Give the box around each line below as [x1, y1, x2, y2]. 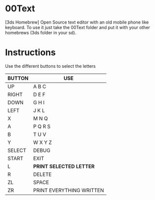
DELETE [33, 171, 52, 177]
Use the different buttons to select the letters [5, 63, 96, 69]
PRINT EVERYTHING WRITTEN [33, 187, 104, 194]
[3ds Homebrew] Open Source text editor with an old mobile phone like [5, 19, 149, 25]
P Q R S [33, 123, 51, 130]
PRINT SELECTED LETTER [33, 163, 95, 170]
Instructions [5, 47, 56, 58]
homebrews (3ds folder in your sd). [5, 29, 77, 35]
